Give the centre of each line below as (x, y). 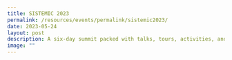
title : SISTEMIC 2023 (38, 13)
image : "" (21, 46)
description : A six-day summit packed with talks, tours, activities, (111, 39)
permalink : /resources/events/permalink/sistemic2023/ (88, 20)
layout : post (26, 33)
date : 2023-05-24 (32, 26)
